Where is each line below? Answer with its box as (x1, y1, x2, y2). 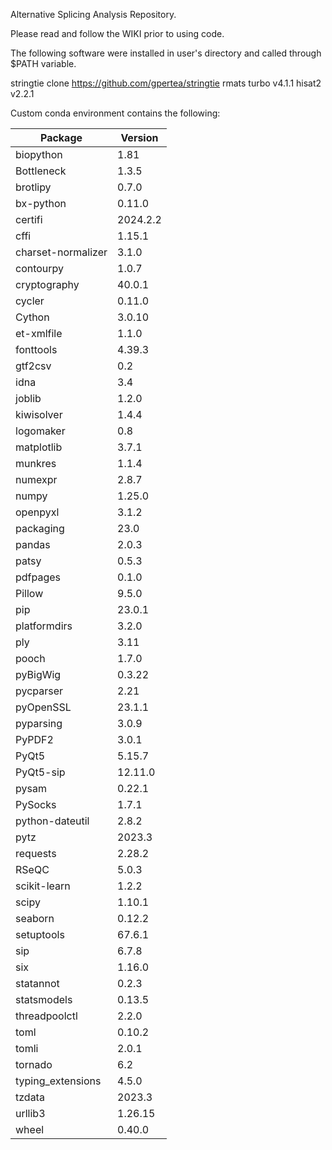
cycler (15, 294, 45, 308)
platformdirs (15, 619, 73, 633)
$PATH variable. (10, 58, 77, 69)
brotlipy (15, 180, 52, 194)
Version (120, 131, 159, 144)
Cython (15, 310, 50, 324)
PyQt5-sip (15, 765, 66, 779)
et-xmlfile (15, 327, 63, 340)
